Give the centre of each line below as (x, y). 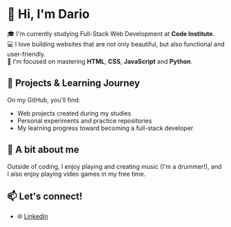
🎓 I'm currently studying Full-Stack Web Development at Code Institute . (111, 33)
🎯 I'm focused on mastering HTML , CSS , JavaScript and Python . (100, 61)
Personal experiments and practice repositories (84, 120)
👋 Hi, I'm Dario (48, 14)
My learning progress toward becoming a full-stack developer (105, 128)
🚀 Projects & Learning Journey (73, 83)
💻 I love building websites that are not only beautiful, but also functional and (116, 44)
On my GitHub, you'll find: (44, 100)
